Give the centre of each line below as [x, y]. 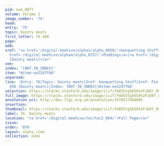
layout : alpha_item [25, 132]
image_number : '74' [25, 18]
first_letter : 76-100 [27, 37]
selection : [16, 91]
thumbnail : [16, 109]
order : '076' [18, 127]
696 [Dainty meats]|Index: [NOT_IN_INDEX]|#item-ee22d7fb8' [72, 86]
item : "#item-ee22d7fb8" [30, 73]
